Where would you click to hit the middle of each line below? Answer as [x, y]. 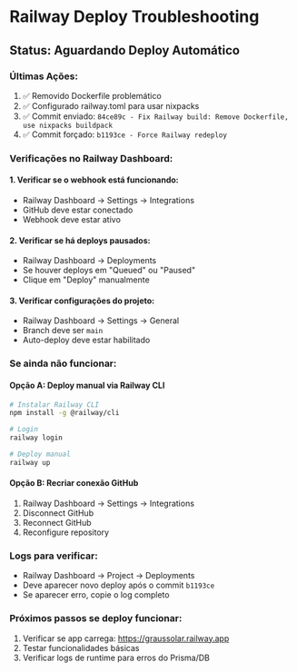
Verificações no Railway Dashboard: [91, 158]
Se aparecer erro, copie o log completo [96, 595]
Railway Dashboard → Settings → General [101, 321]
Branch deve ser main [63, 331]
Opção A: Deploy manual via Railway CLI [87, 385]
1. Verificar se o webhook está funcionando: [94, 180]
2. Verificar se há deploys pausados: [80, 240]
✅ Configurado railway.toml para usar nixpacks [111, 105]
